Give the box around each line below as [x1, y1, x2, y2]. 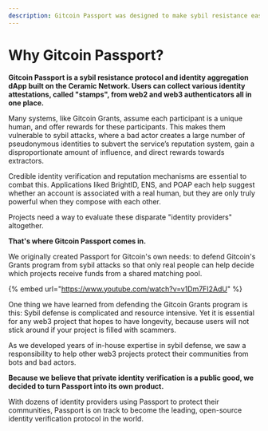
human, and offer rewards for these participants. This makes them [8, 121, 226, 132]
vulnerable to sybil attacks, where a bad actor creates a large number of [8, 130, 246, 140]
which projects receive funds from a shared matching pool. [8, 268, 203, 278]
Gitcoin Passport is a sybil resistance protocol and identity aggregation [8, 73, 249, 82]
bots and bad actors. [8, 357, 77, 367]
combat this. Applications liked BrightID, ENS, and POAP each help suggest [8, 180, 255, 189]
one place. [8, 97, 44, 108]
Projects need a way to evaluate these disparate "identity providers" [8, 212, 233, 222]
